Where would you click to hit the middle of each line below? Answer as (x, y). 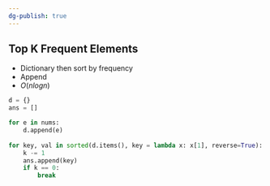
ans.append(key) (51, 160)
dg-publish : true (38, 16)
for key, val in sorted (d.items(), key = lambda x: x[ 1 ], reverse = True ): (136, 145)
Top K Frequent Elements (73, 49)
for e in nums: (34, 123)
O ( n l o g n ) (35, 85)
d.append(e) (43, 131)
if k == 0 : (41, 168)
